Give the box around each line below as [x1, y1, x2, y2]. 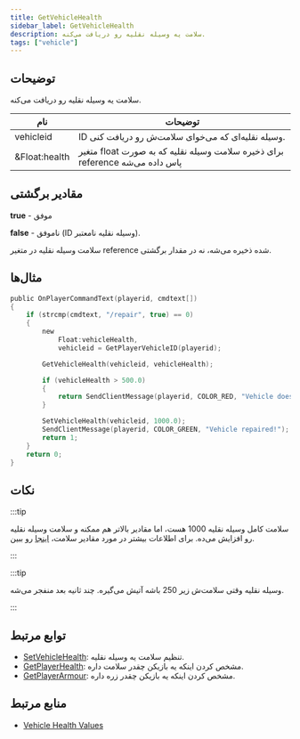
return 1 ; [42, 433, 78, 442]
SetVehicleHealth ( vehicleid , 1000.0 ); [42, 417, 186, 426]
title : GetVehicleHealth [10, 12, 102, 22]
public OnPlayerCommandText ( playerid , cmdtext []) [10, 294, 199, 303]
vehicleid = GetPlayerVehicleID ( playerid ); [57, 344, 222, 353]
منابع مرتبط [10, 696, 67, 711]
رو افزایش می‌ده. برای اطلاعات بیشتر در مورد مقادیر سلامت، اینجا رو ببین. [10, 533, 255, 544]
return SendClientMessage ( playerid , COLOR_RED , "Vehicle [57, 393, 274, 402]
